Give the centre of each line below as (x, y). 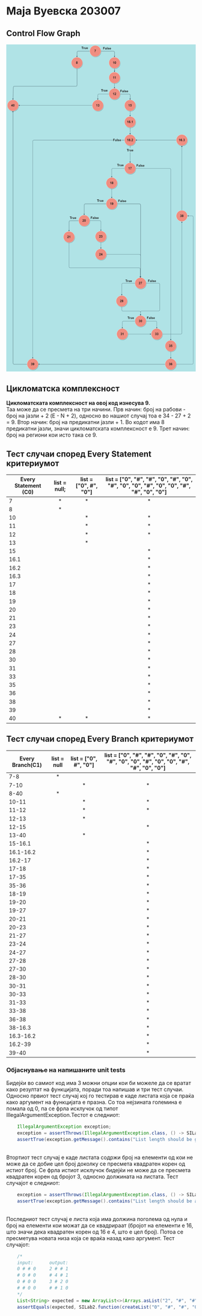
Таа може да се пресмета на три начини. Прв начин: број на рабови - (96, 410)
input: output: (43, 1262)
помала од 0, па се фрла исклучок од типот (62, 1108)
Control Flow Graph (43, 33)
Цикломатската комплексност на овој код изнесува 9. (78, 403)
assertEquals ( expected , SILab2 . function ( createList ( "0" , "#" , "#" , (103, 1307)
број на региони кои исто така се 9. (52, 435)
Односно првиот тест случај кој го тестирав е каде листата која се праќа (100, 1096)
